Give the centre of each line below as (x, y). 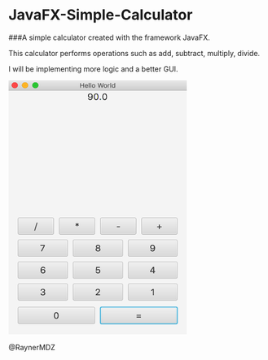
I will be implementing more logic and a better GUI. (93, 69)
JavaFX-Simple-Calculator (101, 15)
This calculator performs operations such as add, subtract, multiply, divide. (134, 53)
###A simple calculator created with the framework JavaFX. (109, 37)
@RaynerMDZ (32, 347)
